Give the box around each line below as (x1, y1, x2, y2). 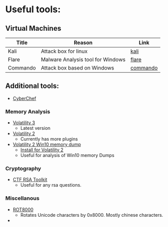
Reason (74, 39, 93, 46)
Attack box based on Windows (40, 64, 114, 71)
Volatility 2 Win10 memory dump (12, 142, 81, 148)
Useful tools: (5, 4, 61, 15)
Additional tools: (5, 82, 59, 90)
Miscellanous (5, 195, 40, 202)
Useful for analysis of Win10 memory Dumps (20, 152, 115, 158)
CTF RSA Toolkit (12, 176, 48, 183)
